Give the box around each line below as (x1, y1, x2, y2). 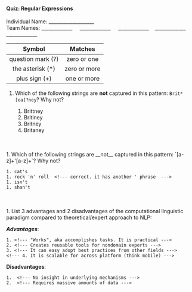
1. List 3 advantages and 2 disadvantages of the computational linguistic (6, 208, 184, 215)
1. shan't (6, 185, 31, 190)
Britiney (23, 114, 43, 121)
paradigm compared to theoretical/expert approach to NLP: (6, 214, 152, 221)
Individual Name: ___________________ (6, 18, 94, 25)
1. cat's (6, 169, 28, 175)
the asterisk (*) (12, 64, 55, 73)
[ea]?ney (14, 97, 37, 103)
